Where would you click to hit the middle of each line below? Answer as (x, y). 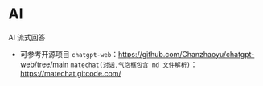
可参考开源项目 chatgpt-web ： (69, 54)
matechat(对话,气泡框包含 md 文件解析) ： (134, 64)
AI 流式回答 (27, 37)
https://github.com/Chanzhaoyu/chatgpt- (186, 54)
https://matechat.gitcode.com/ (71, 73)
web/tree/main (44, 64)
